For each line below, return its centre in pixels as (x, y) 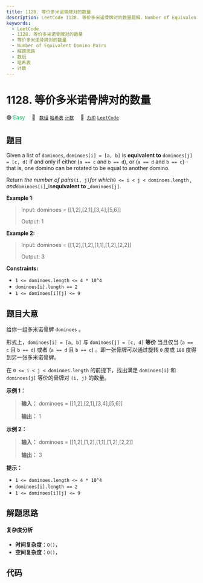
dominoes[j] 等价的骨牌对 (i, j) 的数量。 (58, 377)
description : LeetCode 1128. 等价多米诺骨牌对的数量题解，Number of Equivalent (103, 18)
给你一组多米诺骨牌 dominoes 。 (45, 329)
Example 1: (20, 198)
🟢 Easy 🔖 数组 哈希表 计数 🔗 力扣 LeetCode (63, 117)
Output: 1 (32, 222)
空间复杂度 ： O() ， (38, 552)
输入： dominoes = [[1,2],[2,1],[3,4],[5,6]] (72, 403)
